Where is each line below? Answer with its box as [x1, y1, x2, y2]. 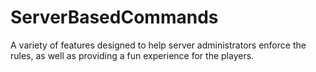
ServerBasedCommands [10, 6, 219, 29]
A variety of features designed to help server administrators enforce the [10, 39, 307, 51]
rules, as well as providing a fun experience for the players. [10, 49, 255, 61]
